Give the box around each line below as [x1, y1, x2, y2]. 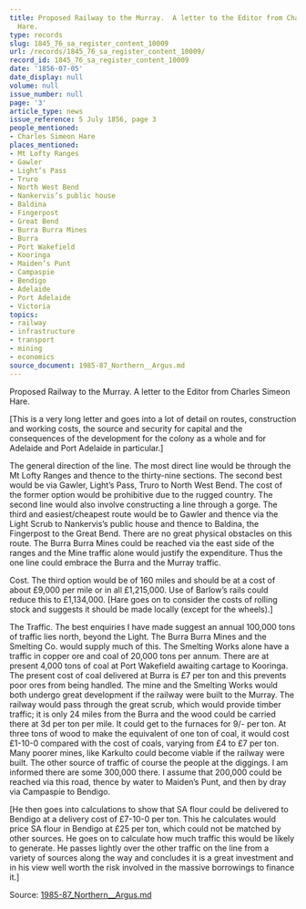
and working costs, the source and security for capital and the [9, 423, 243, 434]
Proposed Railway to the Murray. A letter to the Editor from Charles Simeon [9, 386, 291, 397]
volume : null [9, 81, 59, 90]
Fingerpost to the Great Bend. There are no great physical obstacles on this [9, 528, 293, 539]
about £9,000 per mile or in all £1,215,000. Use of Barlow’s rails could [9, 584, 269, 595]
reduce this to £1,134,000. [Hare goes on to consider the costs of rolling [9, 594, 278, 604]
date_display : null [9, 73, 84, 82]
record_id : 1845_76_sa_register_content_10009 [9, 56, 189, 65]
